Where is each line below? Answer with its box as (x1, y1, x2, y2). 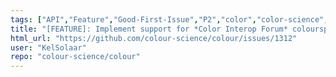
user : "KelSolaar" (10, 42, 87, 53)
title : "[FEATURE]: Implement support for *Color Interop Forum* (10, 24, 288, 34)
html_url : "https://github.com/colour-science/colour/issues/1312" (10, 33, 298, 43)
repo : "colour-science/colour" (10, 52, 141, 62)
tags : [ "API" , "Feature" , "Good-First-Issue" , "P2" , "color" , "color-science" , (10, 14, 329, 25)
